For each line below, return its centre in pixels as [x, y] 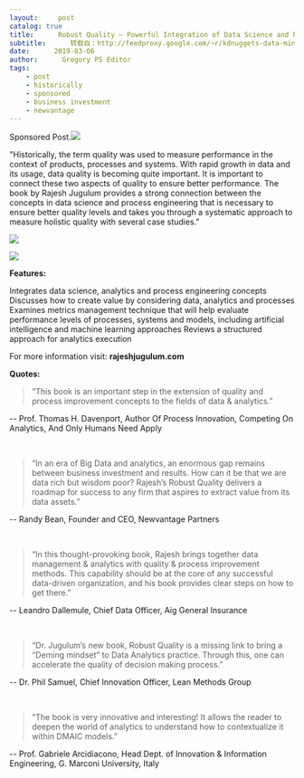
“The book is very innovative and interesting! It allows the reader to [157, 717]
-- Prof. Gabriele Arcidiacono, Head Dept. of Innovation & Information [138, 754]
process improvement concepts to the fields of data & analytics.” [152, 401]
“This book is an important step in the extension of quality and [147, 392]
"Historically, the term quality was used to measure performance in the [141, 155]
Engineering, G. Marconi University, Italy [85, 764]
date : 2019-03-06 [52, 52]
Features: [28, 273]
